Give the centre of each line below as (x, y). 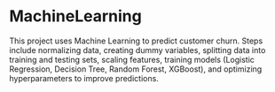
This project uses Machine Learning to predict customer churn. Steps (136, 41)
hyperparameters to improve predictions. (84, 78)
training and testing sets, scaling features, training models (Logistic (132, 59)
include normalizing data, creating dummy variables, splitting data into (137, 50)
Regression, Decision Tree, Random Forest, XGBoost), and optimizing (136, 69)
